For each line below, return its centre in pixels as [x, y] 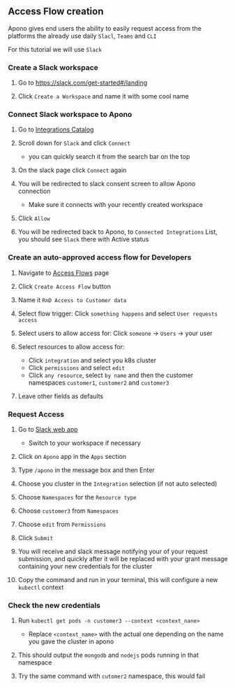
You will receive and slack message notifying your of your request [113, 551]
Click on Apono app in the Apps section [72, 456]
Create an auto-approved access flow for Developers [100, 257]
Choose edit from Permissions [62, 524]
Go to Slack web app [48, 429]
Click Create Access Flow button [64, 286]
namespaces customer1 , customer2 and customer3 [99, 382]
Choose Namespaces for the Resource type [77, 497]
